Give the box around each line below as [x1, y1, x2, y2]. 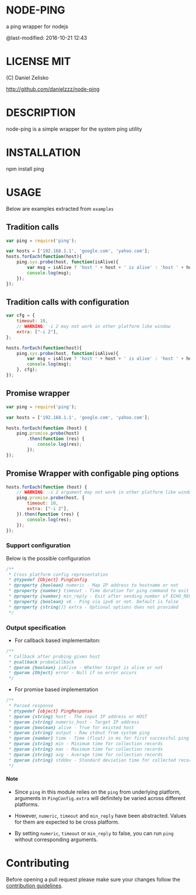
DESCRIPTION [6, 106, 76, 119]
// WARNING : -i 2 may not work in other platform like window [16, 323, 171, 330]
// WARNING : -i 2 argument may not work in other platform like [16, 490, 176, 496]
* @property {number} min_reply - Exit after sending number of [8, 593, 168, 599]
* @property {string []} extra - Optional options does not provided [8, 604, 179, 610]
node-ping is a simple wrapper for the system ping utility [6, 125, 142, 132]
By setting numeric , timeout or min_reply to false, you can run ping [14, 829, 174, 836]
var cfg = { [6, 313, 35, 319]
